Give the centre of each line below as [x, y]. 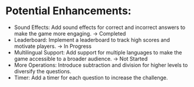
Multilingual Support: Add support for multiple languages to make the [98, 52]
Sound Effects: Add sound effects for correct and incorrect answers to [100, 27]
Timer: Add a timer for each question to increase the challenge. [91, 78]
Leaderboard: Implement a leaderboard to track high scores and [92, 40]
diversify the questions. [42, 71]
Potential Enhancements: [68, 11]
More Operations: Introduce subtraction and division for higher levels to [101, 65]
